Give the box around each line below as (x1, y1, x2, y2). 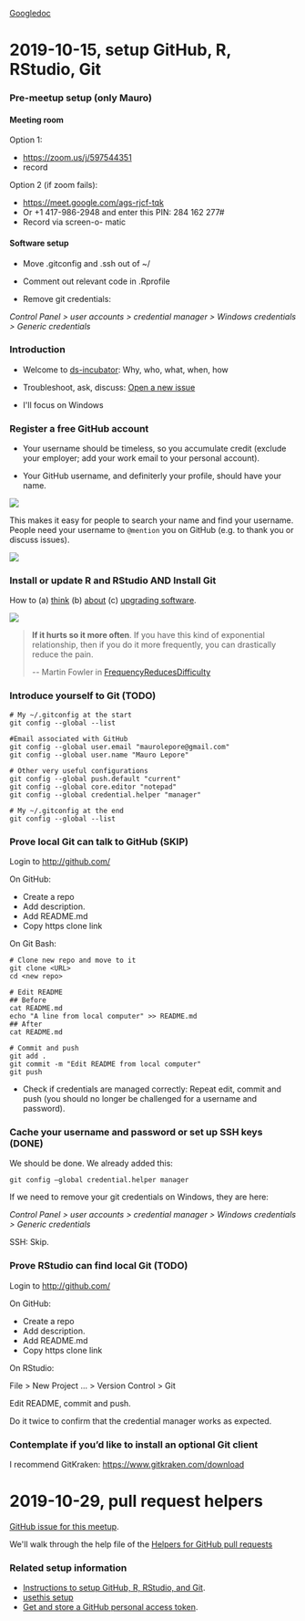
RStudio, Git (9, 59, 102, 80)
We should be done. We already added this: (9, 1158, 173, 1169)
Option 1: (9, 134, 43, 145)
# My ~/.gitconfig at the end (9, 806, 125, 815)
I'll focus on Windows (22, 399, 104, 410)
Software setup (9, 237, 70, 248)
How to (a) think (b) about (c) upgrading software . (9, 595, 198, 606)
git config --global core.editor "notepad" (9, 782, 178, 791)
